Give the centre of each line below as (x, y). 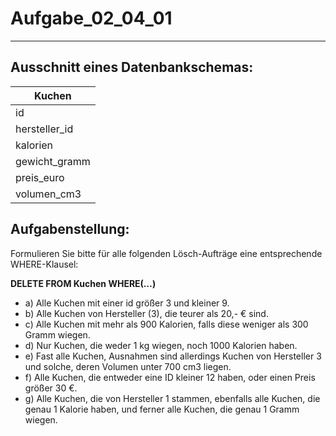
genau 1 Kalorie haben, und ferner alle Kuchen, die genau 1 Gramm (162, 409)
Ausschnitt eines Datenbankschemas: (132, 67)
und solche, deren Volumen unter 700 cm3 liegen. (128, 366)
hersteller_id (44, 129)
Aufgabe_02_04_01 (91, 18)
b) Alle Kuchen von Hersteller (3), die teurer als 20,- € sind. (146, 313)
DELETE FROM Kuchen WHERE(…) (83, 283)
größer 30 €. (51, 388)
